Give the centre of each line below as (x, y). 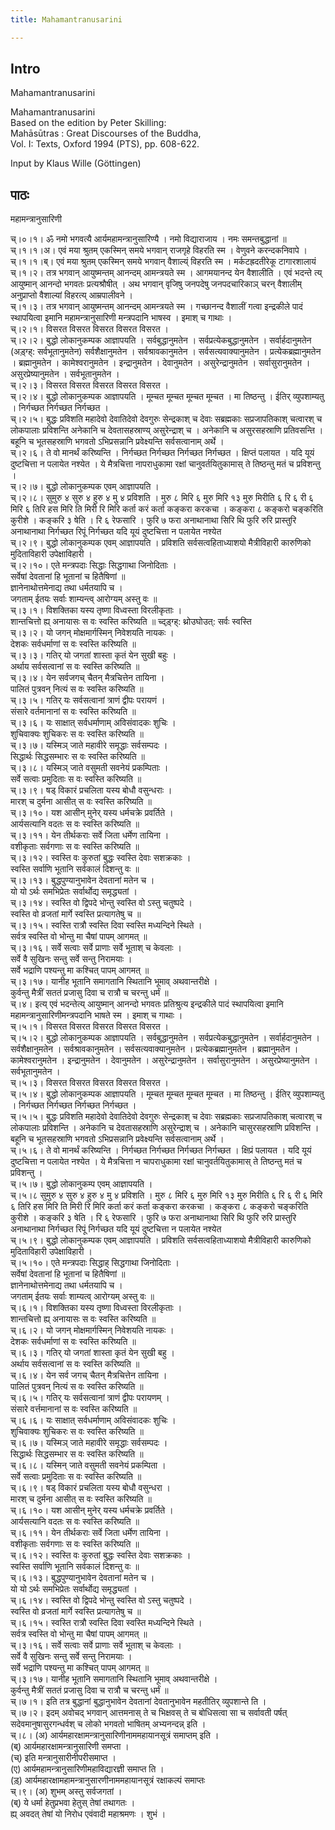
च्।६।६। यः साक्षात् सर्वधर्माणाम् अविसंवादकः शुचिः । (93, 1420)
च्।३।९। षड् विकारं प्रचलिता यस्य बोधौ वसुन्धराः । (91, 790)
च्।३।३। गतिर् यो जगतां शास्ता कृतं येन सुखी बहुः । (93, 655)
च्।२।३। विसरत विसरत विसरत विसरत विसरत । (90, 385)
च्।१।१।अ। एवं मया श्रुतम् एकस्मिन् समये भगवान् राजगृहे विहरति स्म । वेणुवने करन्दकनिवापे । (159, 250)
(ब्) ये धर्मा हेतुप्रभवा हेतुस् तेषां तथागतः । (73, 1803)
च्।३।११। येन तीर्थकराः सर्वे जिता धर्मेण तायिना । (90, 835)
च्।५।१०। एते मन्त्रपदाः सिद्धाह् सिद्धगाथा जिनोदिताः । (95, 1263)
